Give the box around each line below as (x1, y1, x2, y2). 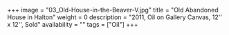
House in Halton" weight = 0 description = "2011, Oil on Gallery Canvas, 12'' (7, 13, 223, 21)
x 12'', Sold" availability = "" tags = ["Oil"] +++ (7, 21, 138, 28)
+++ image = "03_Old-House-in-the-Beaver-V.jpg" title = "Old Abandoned (7, 6, 219, 14)
